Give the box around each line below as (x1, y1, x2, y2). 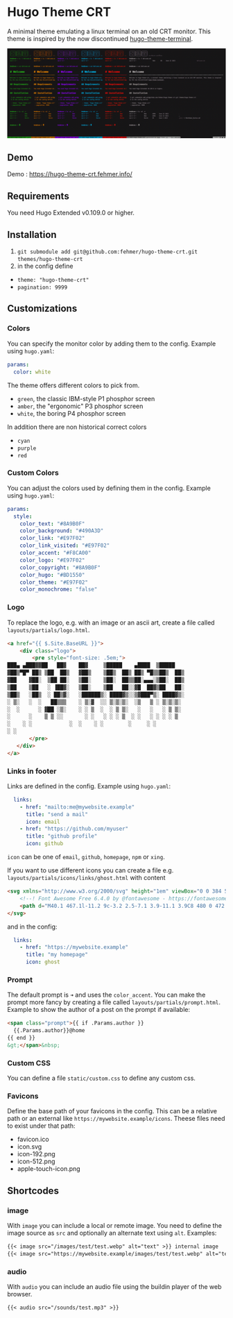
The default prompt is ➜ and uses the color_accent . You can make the (7, 990, 206, 999)
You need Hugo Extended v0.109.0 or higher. (7, 209, 135, 217)
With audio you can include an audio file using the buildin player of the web (7, 1283, 222, 1291)
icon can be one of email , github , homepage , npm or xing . (7, 853, 165, 861)
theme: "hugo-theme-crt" (17, 277, 89, 284)
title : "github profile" (25, 833, 98, 840)
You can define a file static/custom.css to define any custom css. (7, 1074, 196, 1083)
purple (17, 445, 37, 452)
